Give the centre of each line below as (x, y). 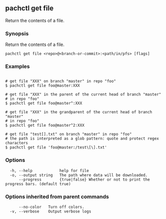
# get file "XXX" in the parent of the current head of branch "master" (83, 95)
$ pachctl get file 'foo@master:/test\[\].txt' (56, 148)
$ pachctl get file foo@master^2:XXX (45, 126)
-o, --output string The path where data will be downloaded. (79, 175)
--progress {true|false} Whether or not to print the (84, 179)
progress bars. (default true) (38, 184)
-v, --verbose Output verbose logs (51, 211)
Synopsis (17, 33)
